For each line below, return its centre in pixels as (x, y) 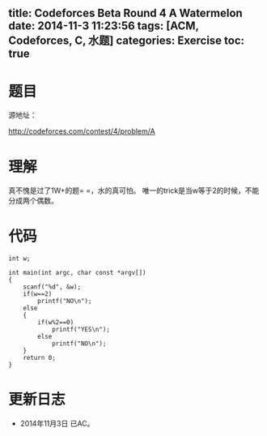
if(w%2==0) (56, 323)
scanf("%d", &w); (52, 287)
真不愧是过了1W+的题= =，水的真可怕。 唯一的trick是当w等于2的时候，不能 (134, 190)
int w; (19, 259)
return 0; (40, 358)
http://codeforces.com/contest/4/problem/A (82, 131)
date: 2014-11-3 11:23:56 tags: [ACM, (104, 26)
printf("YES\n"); (81, 330)
